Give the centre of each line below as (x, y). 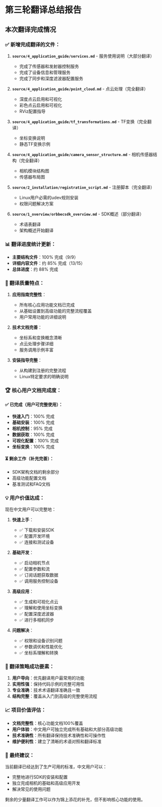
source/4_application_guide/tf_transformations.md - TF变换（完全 (80, 122)
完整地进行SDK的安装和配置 (40, 777)
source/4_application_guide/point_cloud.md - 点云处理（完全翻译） (80, 88)
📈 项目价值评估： (25, 710)
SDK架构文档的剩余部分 (36, 472)
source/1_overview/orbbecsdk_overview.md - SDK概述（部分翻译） (78, 214)
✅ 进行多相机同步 (37, 620)
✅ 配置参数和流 (34, 569)
